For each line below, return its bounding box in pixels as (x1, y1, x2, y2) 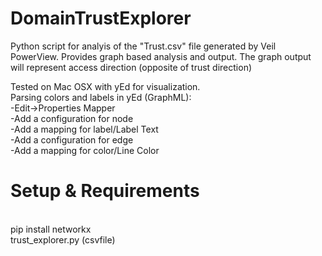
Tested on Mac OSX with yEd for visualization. (10, 80, 201, 92)
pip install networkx (10, 223, 92, 235)
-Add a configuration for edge (10, 133, 134, 146)
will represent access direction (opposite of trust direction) (10, 61, 253, 73)
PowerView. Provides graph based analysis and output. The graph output (10, 50, 312, 62)
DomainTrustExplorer (10, 7, 192, 30)
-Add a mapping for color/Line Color (10, 144, 160, 156)
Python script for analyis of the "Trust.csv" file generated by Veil (10, 40, 277, 52)
